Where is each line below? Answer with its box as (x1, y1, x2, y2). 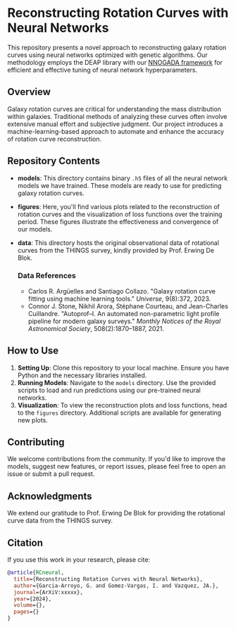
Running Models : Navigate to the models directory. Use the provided (17, 378, 216, 387)
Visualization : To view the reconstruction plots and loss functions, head (17, 401, 228, 409)
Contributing (7, 437, 65, 448)
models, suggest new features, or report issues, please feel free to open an (7, 463, 226, 471)
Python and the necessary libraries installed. (17, 371, 147, 379)
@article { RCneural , (7, 569, 65, 577)
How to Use (7, 345, 59, 357)
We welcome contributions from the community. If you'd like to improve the (7, 455, 226, 463)
